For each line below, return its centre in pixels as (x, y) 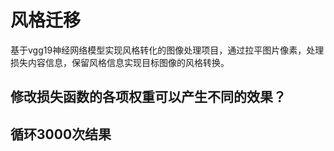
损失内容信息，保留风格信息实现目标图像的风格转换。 (120, 62)
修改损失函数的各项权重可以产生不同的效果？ (148, 97)
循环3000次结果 (61, 134)
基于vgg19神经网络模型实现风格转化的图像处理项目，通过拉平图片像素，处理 (167, 50)
